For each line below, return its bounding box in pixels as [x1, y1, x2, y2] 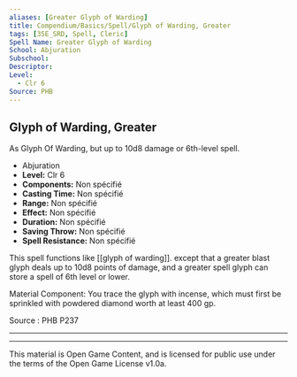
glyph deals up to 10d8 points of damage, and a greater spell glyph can [9, 262, 269, 273]
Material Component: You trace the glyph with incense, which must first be [9, 289, 282, 299]
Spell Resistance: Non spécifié [21, 235, 136, 246]
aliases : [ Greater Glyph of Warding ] [9, 12, 148, 22]
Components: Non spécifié [21, 179, 122, 190]
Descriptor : [9, 63, 53, 72]
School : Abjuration [9, 46, 81, 55]
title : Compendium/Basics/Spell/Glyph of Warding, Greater [9, 21, 232, 30]
